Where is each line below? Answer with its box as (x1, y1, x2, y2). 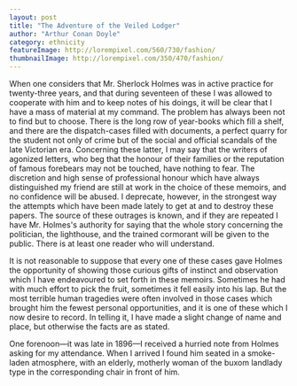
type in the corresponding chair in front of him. (9, 367, 180, 377)
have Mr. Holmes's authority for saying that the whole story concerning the (9, 220, 284, 230)
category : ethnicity (9, 37, 86, 47)
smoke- (246, 348, 276, 359)
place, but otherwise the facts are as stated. (9, 321, 170, 332)
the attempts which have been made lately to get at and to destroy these (9, 201, 274, 211)
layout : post (9, 12, 58, 22)
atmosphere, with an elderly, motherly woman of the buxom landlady (31, 358, 283, 367)
